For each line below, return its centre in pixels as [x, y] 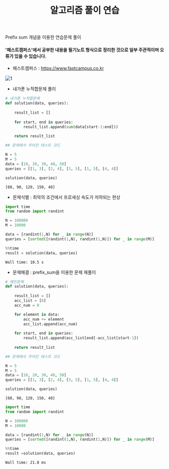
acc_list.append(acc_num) [51, 324]
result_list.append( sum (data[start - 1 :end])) [71, 127]
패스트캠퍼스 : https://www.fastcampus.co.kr [58, 68]
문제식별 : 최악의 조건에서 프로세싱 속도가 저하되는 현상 [66, 197]
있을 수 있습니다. [31, 56]
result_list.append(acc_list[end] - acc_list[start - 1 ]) [81, 338]
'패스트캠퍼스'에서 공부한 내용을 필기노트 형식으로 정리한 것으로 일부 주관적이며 [82, 50]
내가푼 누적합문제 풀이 [34, 89]
